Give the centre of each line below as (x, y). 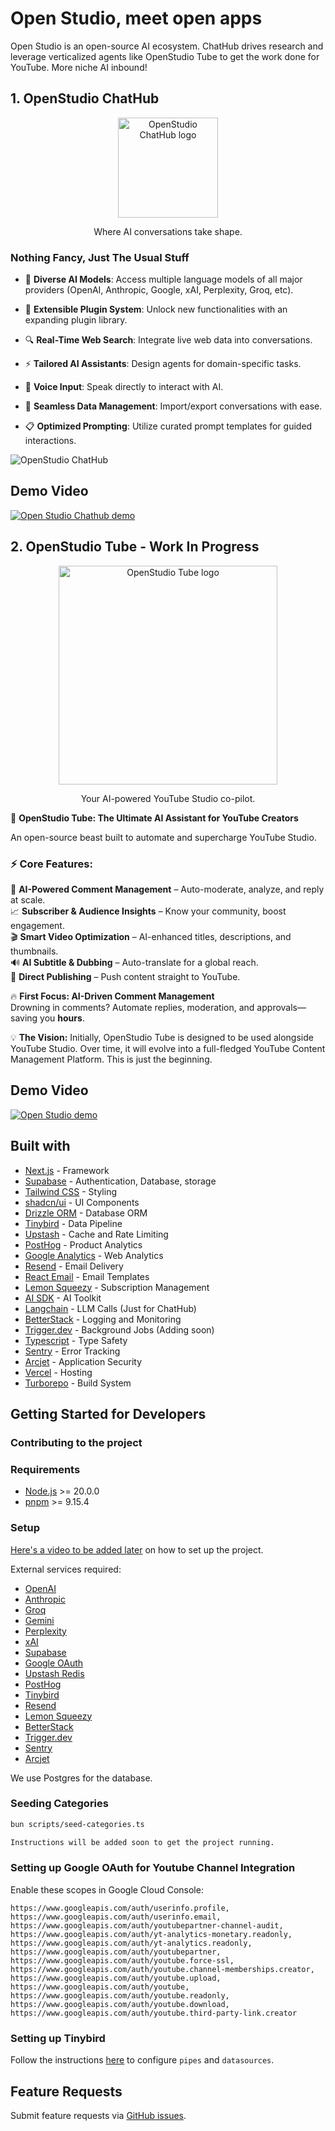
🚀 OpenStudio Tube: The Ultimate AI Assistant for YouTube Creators (154, 818)
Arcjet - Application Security (83, 1361)
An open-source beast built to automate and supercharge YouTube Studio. (163, 837)
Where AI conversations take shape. (168, 231)
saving (24, 1018)
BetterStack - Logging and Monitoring (103, 1319)
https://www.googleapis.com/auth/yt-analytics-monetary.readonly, (151, 1934)
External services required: (66, 1569)
